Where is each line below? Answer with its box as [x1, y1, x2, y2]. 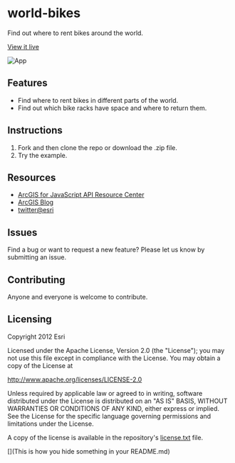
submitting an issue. [7, 253, 66, 262]
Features [7, 77, 48, 89]
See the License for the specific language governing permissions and [7, 412, 211, 420]
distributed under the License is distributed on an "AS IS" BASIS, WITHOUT [7, 397, 228, 405]
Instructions [7, 124, 63, 136]
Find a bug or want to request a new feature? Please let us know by [7, 245, 205, 254]
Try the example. [17, 151, 68, 159]
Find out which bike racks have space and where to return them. [17, 104, 207, 112]
